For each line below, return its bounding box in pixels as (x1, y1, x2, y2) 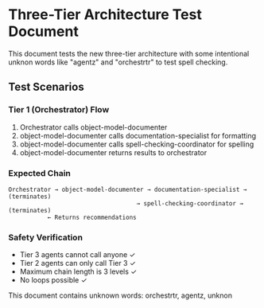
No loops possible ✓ (19, 275, 87, 285)
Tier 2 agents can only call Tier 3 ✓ (19, 259, 137, 268)
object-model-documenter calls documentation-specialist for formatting (19, 131, 257, 140)
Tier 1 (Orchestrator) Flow (8, 104, 110, 115)
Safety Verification (8, 232, 83, 243)
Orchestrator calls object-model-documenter (19, 122, 168, 132)
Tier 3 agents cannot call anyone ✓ (19, 250, 136, 259)
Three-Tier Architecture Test (8, 6, 203, 24)
